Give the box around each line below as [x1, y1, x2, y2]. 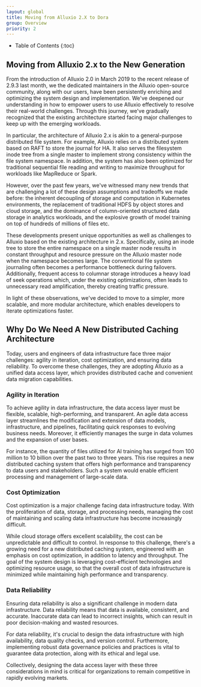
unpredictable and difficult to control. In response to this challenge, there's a [6, 539, 195, 546]
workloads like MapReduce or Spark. [6, 170, 98, 177]
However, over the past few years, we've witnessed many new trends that [6, 182, 189, 189]
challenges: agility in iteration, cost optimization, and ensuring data [6, 356, 172, 364]
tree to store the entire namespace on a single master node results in [6, 245, 177, 252]
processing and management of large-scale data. [6, 473, 128, 481]
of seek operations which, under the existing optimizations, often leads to [6, 276, 188, 284]
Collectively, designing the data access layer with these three [6, 661, 158, 668]
